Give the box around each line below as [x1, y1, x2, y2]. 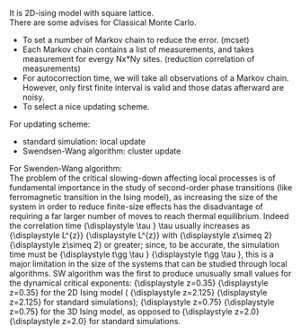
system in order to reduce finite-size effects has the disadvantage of [9, 201, 263, 212]
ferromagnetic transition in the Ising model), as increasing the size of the [9, 192, 279, 202]
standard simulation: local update [22, 137, 146, 146]
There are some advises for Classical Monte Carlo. [9, 17, 197, 28]
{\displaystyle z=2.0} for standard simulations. [9, 316, 181, 326]
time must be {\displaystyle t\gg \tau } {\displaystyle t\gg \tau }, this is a [9, 249, 274, 260]
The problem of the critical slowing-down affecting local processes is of [9, 172, 276, 183]
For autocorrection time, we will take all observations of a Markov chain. [22, 73, 289, 84]
